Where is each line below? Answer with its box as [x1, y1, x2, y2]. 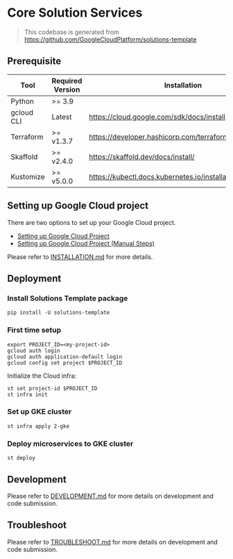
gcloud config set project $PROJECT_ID [7, 359, 123, 366]
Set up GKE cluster [7, 407, 72, 417]
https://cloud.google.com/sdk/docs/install [89, 112, 225, 122]
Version [53, 85, 80, 94]
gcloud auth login [7, 347, 60, 354]
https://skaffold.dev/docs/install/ [89, 151, 196, 161]
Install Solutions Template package [7, 293, 128, 303]
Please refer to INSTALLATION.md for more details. [7, 252, 153, 261]
